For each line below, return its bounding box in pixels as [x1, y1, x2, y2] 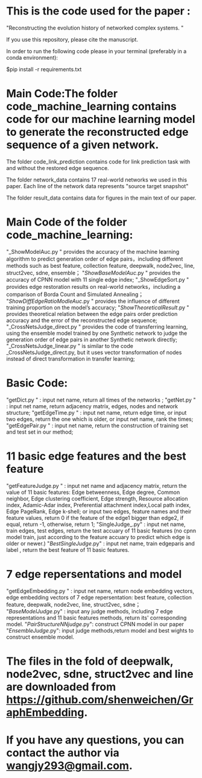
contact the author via [6, 746, 119, 759]
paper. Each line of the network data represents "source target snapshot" [6, 182, 189, 189]
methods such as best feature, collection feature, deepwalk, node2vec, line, [6, 262, 195, 269]
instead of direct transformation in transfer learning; [6, 355, 135, 362]
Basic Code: [6, 376, 68, 390]
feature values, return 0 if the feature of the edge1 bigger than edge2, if [6, 514, 184, 521]
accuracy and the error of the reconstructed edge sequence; [6, 317, 158, 324]
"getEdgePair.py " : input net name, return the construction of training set [6, 422, 188, 429]
